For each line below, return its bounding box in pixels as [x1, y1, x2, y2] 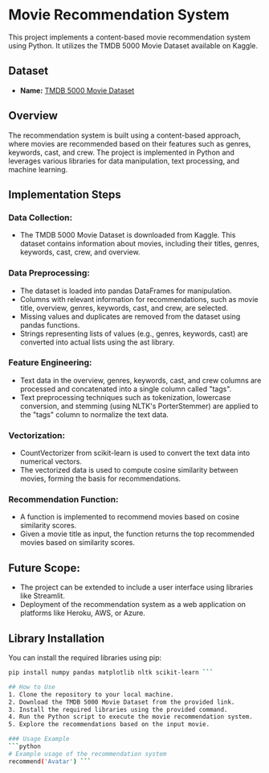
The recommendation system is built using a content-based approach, [8, 130, 241, 140]
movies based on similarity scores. [19, 538, 135, 548]
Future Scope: [8, 561, 80, 575]
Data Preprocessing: [8, 267, 91, 279]
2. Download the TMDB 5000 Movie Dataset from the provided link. [8, 698, 235, 706]
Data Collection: [8, 212, 73, 223]
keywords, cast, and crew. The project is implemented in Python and [8, 147, 235, 157]
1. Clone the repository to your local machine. [8, 690, 174, 698]
